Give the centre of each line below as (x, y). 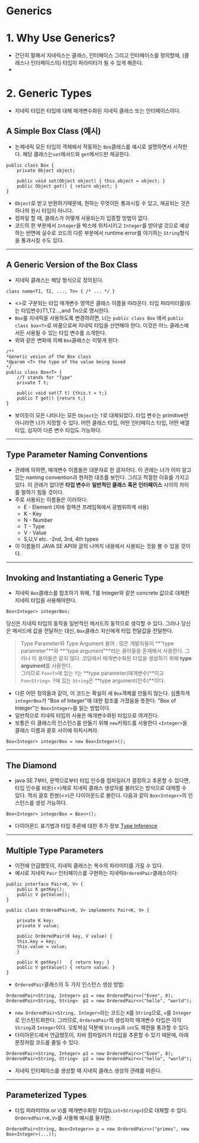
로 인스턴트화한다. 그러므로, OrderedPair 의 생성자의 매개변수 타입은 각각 (98, 1020)
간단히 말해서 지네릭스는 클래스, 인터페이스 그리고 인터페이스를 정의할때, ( (99, 55)
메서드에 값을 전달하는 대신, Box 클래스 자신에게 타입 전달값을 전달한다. (93, 631)
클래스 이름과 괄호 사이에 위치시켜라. (57, 730)
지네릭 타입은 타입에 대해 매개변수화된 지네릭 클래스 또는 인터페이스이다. (98, 111)
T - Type (34, 526)
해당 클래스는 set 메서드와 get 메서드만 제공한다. (77, 154)
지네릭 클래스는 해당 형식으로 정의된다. (59, 280)
